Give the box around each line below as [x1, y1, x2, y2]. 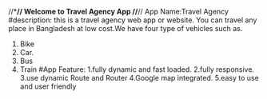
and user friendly [19, 81, 77, 91]
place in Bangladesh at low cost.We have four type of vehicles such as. [8, 24, 243, 33]
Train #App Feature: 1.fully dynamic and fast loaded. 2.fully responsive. [19, 65, 254, 74]
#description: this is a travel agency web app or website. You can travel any [8, 15, 257, 25]
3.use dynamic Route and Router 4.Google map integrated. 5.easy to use [19, 73, 260, 82]
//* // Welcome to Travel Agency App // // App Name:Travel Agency [8, 7, 229, 16]
